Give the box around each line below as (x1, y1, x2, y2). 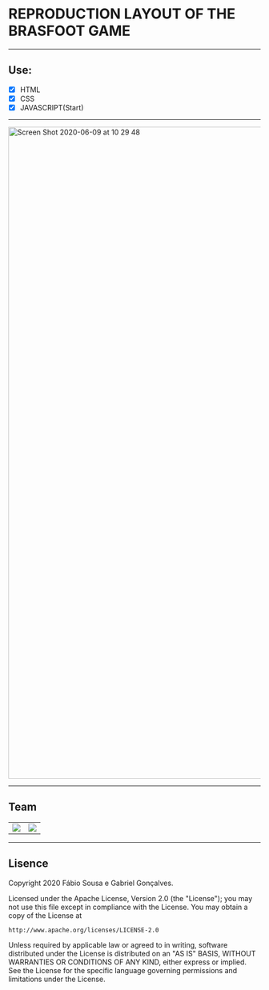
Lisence (8, 857, 49, 871)
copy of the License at (8, 910, 82, 920)
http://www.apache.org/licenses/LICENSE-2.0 (8, 926, 159, 934)
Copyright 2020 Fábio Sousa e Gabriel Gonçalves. (8, 878, 174, 888)
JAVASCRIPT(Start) (19, 102, 84, 112)
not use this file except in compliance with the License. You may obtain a (8, 902, 248, 912)
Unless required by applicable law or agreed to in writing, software (8, 940, 228, 949)
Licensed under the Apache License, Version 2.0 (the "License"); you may (8, 893, 253, 903)
